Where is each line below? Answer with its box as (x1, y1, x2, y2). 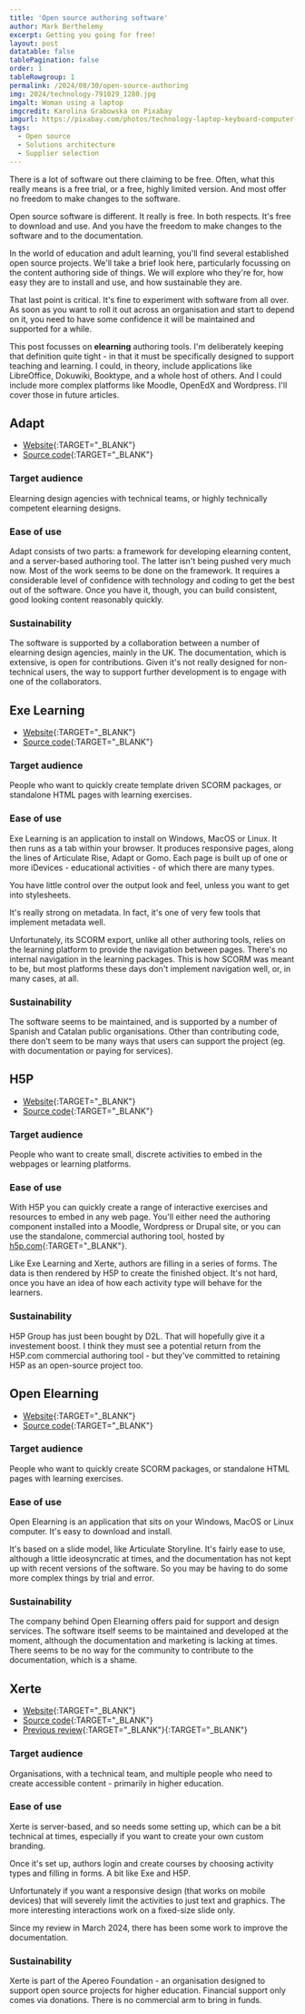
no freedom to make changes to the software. (9, 193, 181, 204)
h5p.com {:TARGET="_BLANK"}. (9, 1240, 128, 1251)
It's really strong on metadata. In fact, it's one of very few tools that (9, 906, 261, 917)
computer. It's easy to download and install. (9, 1526, 172, 1537)
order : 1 (9, 65, 43, 74)
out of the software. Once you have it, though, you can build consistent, (9, 584, 278, 596)
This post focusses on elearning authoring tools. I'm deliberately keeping (9, 340, 284, 351)
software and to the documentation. (9, 229, 143, 241)
